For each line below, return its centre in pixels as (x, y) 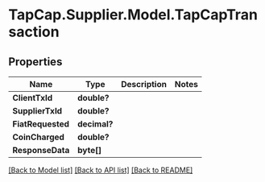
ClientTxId (33, 98)
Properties (35, 62)
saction (34, 32)
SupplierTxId (37, 111)
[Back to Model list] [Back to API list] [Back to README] (101, 170)
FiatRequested (41, 124)
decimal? (95, 124)
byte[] (90, 150)
